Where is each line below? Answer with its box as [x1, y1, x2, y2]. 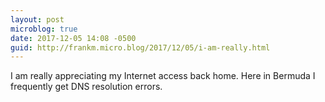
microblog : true [10, 24, 78, 34]
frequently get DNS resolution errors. [10, 81, 163, 93]
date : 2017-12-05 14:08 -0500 [10, 33, 137, 43]
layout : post [10, 14, 65, 25]
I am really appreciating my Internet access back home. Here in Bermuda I [10, 70, 316, 82]
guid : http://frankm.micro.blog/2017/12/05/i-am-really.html [10, 42, 271, 53]
